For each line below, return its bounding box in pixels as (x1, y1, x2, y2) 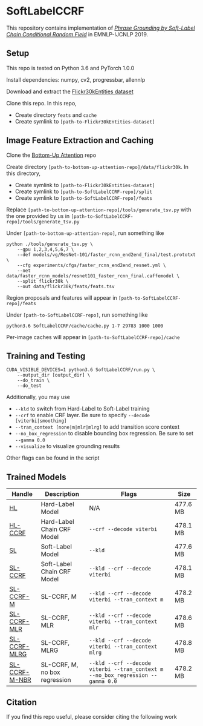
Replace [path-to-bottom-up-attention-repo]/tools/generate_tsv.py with (6, 206, 192, 213)
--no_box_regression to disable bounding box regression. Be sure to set (14, 430, 194, 437)
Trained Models (6, 472, 66, 482)
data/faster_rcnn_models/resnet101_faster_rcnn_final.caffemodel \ (6, 272, 180, 279)
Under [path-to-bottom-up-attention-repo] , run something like (6, 229, 164, 237)
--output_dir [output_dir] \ (17, 372, 91, 378)
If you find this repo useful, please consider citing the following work (6, 713, 177, 720)
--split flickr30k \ (17, 278, 69, 284)
